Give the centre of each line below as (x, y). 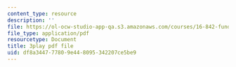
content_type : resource (42, 14)
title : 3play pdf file (40, 46)
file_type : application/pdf (48, 33)
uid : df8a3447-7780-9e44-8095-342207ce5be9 (72, 53)
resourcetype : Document (42, 40)
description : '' (31, 20)
